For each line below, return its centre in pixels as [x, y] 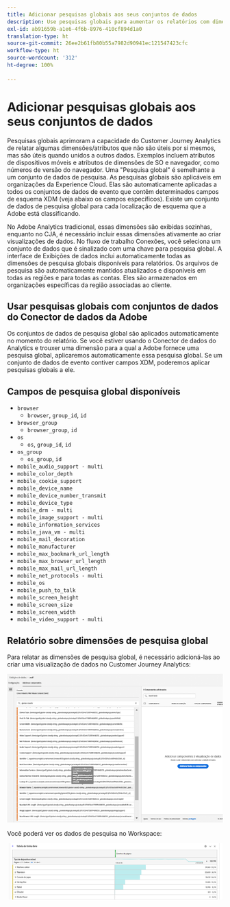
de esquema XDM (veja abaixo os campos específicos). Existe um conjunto [113, 199]
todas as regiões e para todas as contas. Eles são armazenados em [102, 277]
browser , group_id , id [57, 415]
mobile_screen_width [46, 612]
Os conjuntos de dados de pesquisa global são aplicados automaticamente [113, 334]
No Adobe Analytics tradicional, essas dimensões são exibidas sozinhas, [110, 227]
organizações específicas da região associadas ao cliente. [90, 285]
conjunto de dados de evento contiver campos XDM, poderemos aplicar [108, 362]
